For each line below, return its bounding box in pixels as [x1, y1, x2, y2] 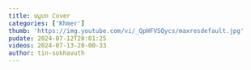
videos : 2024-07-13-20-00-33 [8, 42, 107, 50]
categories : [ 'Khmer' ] [8, 19, 85, 27]
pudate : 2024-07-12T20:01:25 [8, 34, 107, 43]
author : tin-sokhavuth [8, 49, 85, 57]
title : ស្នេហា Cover [8, 11, 70, 20]
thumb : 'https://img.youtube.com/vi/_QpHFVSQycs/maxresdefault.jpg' [8, 27, 245, 35]
